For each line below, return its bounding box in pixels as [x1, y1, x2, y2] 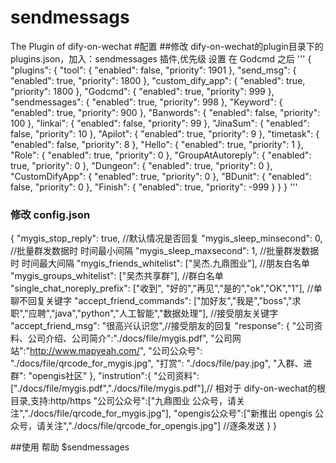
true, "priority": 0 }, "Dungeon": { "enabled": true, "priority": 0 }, [10, 159, 273, 171]
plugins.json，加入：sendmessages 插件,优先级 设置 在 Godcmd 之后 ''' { [10, 52, 312, 65]
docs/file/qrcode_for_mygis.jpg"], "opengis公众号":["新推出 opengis [33, 407, 313, 420]
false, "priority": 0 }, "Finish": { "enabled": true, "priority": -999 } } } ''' [10, 181, 298, 193]
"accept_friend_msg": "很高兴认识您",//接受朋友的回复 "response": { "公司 [10, 320, 315, 332]
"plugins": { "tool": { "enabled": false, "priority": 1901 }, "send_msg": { [10, 64, 297, 76]
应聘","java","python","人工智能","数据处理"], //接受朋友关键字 [28, 307, 279, 320]
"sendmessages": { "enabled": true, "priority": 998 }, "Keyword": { [10, 96, 283, 108]
